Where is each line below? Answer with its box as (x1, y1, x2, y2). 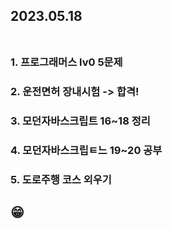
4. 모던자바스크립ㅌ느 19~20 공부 (10, 144, 163, 158)
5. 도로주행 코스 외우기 (10, 173, 112, 186)
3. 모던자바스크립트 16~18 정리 (10, 114, 151, 128)
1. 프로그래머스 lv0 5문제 (10, 55, 123, 69)
